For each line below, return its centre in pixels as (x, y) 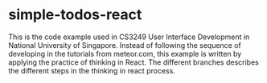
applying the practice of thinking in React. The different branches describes (133, 62)
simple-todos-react (75, 15)
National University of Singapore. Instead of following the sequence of (125, 45)
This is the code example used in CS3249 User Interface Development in (129, 37)
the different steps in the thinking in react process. (92, 70)
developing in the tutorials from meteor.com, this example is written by (125, 53)
